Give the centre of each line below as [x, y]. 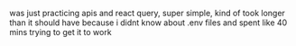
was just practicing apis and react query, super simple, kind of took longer [148, 13]
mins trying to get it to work [60, 32]
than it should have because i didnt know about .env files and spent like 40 [148, 23]
